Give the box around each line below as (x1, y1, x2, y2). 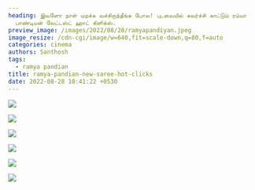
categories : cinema (8, 41, 72, 49)
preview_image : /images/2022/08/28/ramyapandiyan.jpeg (8, 26, 192, 34)
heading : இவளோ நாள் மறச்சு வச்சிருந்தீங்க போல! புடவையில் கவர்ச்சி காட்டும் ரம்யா (8, 11, 247, 20)
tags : (8, 56, 26, 64)
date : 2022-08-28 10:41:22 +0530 (8, 77, 118, 85)
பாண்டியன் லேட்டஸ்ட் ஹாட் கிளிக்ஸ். (15, 19, 116, 27)
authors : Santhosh (8, 48, 68, 56)
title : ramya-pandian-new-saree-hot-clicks (8, 70, 153, 78)
